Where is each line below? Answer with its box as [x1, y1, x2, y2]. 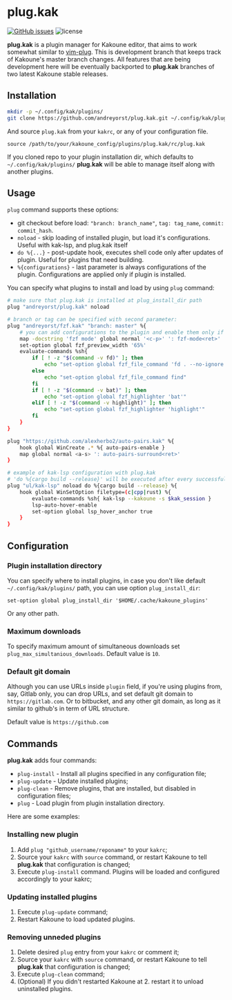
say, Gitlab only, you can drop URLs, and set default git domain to [7, 690, 193, 698]
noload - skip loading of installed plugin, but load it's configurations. [17, 234, 211, 242]
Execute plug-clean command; [17, 970, 105, 979]
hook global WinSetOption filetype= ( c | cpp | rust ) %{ [19, 489, 171, 496]
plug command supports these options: [7, 205, 119, 214]
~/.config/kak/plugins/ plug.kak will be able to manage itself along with [7, 160, 215, 168]
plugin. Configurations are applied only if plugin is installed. [17, 270, 186, 279]
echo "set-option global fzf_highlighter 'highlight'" [43, 406, 206, 413]
